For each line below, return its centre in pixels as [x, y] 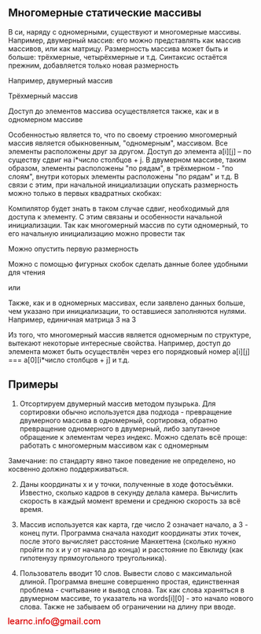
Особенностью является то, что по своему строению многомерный [123, 135]
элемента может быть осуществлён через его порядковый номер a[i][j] [129, 351]
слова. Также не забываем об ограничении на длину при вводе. [127, 606]
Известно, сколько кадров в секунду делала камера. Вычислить [129, 492]
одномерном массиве [46, 119]
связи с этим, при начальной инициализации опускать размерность [123, 185]
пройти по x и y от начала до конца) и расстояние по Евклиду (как [131, 549]
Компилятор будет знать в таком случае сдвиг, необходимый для [119, 208]
